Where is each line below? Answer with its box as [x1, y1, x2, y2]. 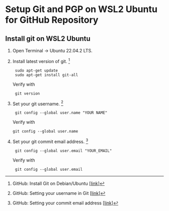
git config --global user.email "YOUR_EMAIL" [15, 148, 112, 153]
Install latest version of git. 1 [12, 57, 70, 64]
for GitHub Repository [5, 14, 99, 26]
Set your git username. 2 [12, 100, 64, 107]
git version [15, 91, 40, 96]
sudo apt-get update [15, 68, 58, 73]
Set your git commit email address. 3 [12, 137, 89, 145]
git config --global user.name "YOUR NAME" [15, 110, 108, 115]
